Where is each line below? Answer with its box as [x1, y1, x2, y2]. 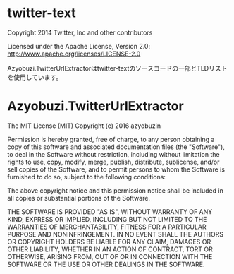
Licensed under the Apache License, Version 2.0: [7, 42, 150, 50]
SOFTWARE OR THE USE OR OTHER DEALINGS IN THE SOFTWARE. [7, 260, 205, 268]
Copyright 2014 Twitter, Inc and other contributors [7, 28, 153, 37]
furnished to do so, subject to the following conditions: [7, 172, 166, 181]
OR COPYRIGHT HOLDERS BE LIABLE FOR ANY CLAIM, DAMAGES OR [7, 237, 211, 246]
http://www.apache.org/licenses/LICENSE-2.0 [7, 49, 141, 58]
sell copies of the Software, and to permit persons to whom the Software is [7, 165, 226, 174]
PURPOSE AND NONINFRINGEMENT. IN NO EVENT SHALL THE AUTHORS [7, 230, 224, 238]
